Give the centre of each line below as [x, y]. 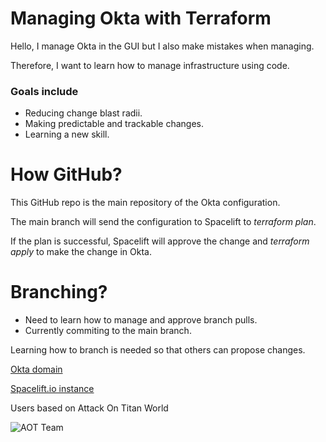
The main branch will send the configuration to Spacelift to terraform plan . [163, 222]
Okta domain [36, 369]
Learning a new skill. [67, 134]
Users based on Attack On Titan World [89, 408]
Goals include [44, 91]
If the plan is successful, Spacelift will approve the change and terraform [160, 241]
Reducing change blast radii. [83, 113]
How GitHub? [66, 174]
